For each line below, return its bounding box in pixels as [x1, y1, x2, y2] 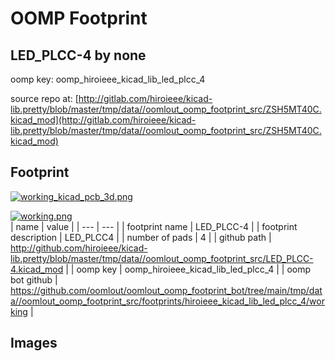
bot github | [10, 273, 58, 286]
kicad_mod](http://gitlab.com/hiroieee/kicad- [10, 114, 197, 126]
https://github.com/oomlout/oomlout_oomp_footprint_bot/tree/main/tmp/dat [10, 284, 323, 296]
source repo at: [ [10, 93, 79, 104]
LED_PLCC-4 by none [10, 47, 147, 64]
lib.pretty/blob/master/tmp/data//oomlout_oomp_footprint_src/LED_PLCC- [10, 252, 314, 264]
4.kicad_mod [10, 263, 64, 275]
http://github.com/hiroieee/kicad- [10, 242, 148, 254]
